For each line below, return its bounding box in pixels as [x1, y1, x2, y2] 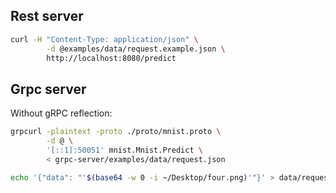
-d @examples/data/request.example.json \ [46, 44, 226, 54]
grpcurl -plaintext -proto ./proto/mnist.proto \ [10, 127, 222, 137]
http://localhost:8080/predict [46, 53, 177, 63]
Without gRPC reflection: [10, 107, 113, 119]
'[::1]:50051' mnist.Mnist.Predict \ [46, 145, 203, 155]
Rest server [10, 8, 84, 25]
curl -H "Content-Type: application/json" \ [10, 34, 199, 44]
